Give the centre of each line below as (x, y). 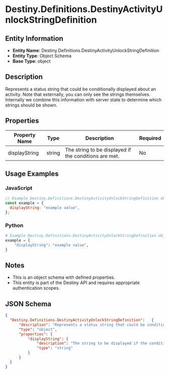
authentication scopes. (36, 288)
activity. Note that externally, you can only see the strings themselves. (78, 94)
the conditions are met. (92, 156)
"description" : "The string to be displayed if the (92, 343)
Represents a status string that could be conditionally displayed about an (81, 89)
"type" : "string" (55, 348)
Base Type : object (31, 61)
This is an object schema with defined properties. (64, 278)
